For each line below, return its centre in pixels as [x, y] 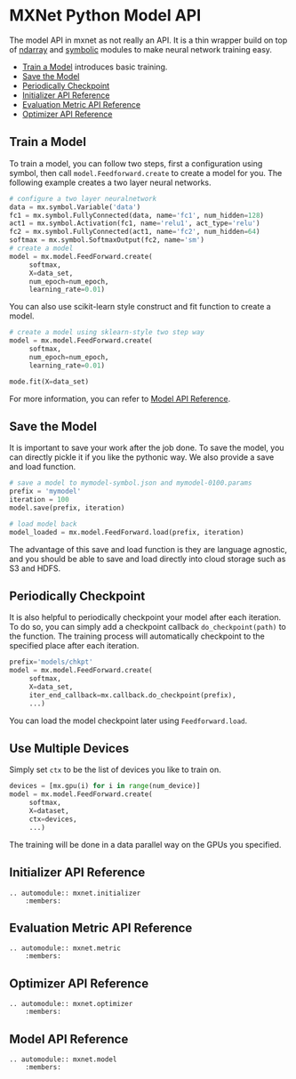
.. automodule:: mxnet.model [63, 1059]
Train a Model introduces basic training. [95, 67]
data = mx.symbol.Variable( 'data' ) [75, 207]
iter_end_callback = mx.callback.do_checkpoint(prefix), [133, 695]
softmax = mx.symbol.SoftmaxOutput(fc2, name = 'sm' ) [107, 240]
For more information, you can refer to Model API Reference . [120, 399]
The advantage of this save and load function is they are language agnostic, [148, 549]
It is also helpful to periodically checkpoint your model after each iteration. [145, 617]
